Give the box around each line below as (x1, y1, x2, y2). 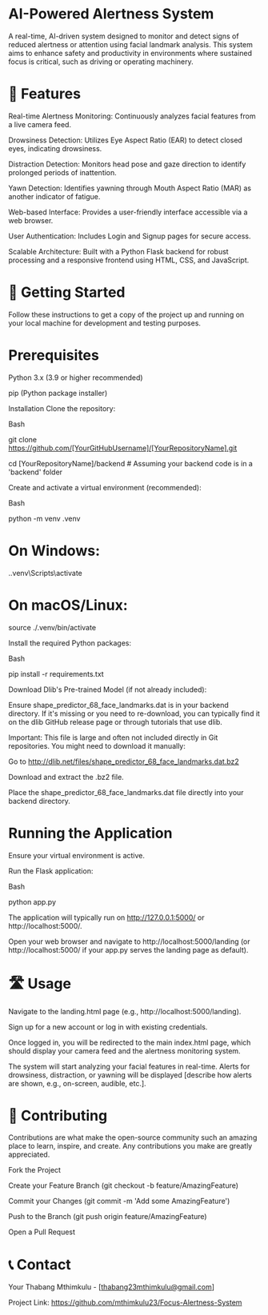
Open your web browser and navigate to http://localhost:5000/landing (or (8, 937, 250, 946)
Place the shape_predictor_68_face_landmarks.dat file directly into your (8, 787, 244, 797)
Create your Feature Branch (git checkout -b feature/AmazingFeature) (8, 1181, 238, 1190)
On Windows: (8, 542, 100, 560)
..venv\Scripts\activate (8, 568, 82, 578)
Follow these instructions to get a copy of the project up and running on (8, 310, 245, 319)
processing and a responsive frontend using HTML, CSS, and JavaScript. (8, 255, 250, 265)
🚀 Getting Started (8, 283, 126, 302)
